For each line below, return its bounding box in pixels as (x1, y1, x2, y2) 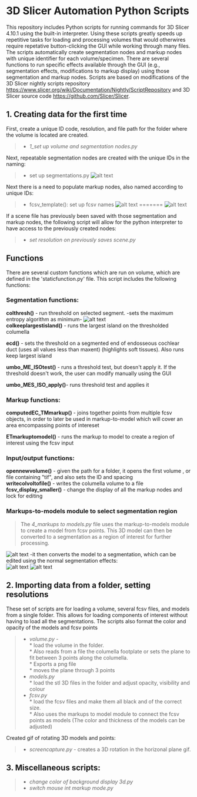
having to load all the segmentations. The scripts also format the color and (6, 617, 186, 625)
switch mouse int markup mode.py (29, 785, 113, 792)
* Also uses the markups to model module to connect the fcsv (29, 710, 179, 718)
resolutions (6, 590, 49, 600)
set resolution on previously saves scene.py (29, 236, 136, 243)
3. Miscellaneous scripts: (6, 762, 101, 772)
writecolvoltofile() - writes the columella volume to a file (6, 480, 144, 487)
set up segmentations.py (29, 172, 90, 179)
